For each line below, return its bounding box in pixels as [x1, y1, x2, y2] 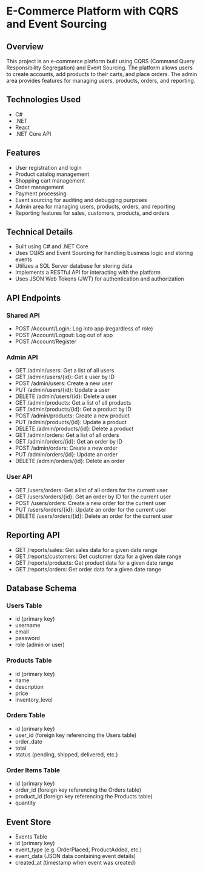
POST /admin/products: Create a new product [15, 412, 130, 419]
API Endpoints [6, 293, 61, 303]
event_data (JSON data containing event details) [15, 852, 136, 859]
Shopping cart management [15, 176, 85, 184]
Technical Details [6, 227, 73, 237]
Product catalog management [15, 170, 90, 178]
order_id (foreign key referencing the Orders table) [15, 786, 142, 794]
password [15, 635, 41, 642]
